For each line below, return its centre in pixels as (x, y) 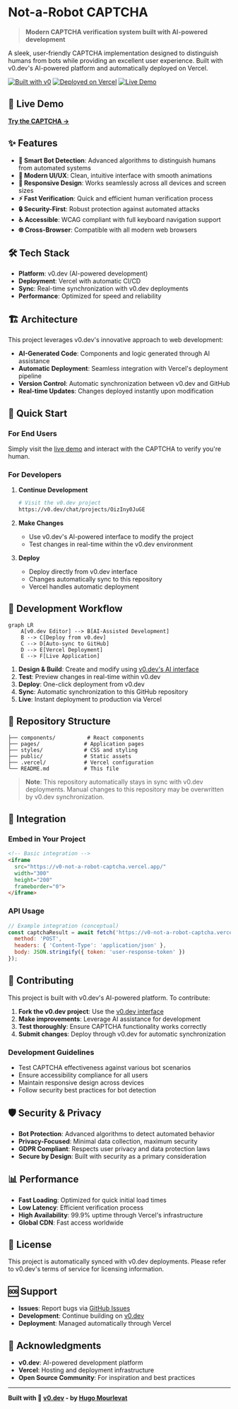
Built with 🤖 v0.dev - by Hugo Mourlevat (68, 1398)
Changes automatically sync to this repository (95, 579)
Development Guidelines (51, 1052)
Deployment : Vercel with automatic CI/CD (79, 281)
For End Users (32, 433)
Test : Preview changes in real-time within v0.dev (89, 676)
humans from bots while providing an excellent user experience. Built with (115, 60)
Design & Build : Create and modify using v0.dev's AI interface (109, 669)
